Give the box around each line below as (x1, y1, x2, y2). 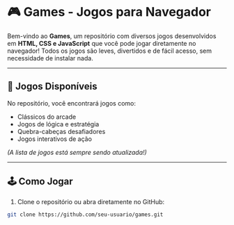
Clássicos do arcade (17, 112, 77, 121)
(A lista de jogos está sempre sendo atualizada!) (7, 148, 148, 156)
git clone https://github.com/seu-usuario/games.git (7, 211, 164, 218)
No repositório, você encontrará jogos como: (7, 99, 136, 107)
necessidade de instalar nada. (7, 53, 94, 62)
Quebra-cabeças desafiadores (17, 127, 106, 135)
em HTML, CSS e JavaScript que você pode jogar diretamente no (7, 39, 196, 47)
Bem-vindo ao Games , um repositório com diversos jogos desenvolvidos (7, 31, 217, 40)
